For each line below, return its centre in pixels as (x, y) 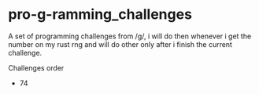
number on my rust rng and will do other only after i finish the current (120, 44)
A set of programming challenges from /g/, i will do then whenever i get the (130, 36)
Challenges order (36, 67)
